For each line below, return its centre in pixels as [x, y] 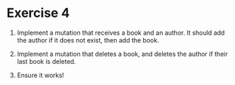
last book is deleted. [46, 61]
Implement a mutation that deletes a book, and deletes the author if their [122, 54]
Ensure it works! [40, 75]
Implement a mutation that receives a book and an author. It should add [121, 33]
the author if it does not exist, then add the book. [88, 40]
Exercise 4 [38, 13]
